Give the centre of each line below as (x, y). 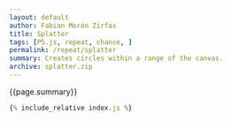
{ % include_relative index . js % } (71, 108)
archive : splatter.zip (51, 67)
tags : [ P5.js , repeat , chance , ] (71, 42)
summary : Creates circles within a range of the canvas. (116, 58)
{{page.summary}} (43, 91)
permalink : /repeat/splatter (63, 50)
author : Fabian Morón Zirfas (63, 26)
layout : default (39, 17)
